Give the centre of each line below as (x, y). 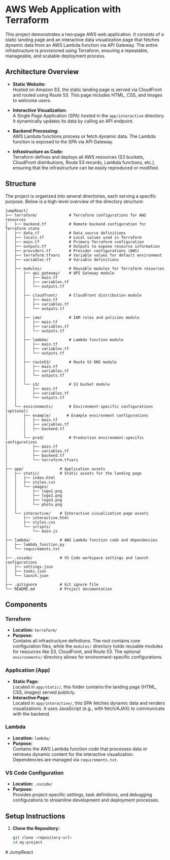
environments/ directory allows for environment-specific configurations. (88, 657)
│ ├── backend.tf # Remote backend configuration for (76, 224)
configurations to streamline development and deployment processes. (86, 800)
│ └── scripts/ (28, 527)
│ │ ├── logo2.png (34, 495)
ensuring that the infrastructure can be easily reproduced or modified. (86, 168)
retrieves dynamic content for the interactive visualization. (73, 754)
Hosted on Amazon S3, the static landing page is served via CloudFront (87, 90)
